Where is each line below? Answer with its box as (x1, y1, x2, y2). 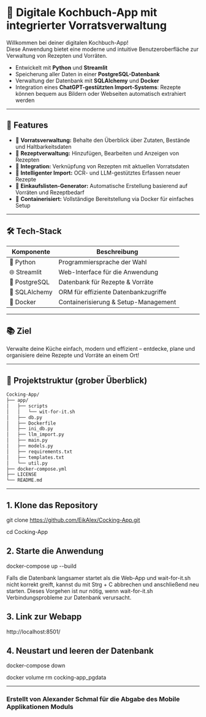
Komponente (12, 247, 50, 256)
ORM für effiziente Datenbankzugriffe (58, 288, 167, 296)
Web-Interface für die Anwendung (58, 267, 158, 276)
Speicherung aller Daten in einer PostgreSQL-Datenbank (15, 70, 160, 77)
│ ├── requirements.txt (6, 449, 72, 455)
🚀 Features (6, 120, 48, 131)
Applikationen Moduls (6, 703, 74, 711)
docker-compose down (6, 662, 66, 669)
